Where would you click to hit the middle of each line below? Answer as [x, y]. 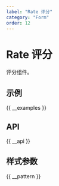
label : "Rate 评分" [29, 12]
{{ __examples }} [26, 108]
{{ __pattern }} [24, 176]
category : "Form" [28, 17]
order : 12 [18, 23]
